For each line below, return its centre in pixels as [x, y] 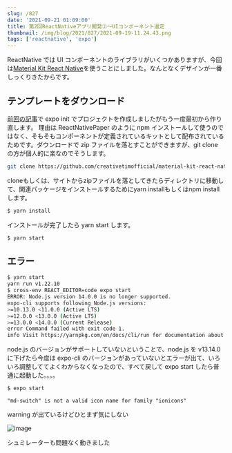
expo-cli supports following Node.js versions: [77, 303]
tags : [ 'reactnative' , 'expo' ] [52, 39]
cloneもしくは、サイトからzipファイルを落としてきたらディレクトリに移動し [116, 180]
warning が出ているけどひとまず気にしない [68, 414]
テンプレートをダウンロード [66, 101]
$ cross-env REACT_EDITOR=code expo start [69, 291]
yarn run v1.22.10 [33, 284]
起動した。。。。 [39, 375]
